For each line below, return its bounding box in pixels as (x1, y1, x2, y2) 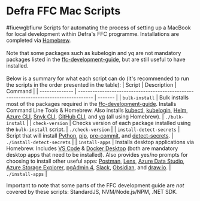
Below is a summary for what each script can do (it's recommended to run (6, 75, 190, 82)
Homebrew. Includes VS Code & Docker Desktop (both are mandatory (6, 145, 178, 152)
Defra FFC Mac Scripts (6, 4, 121, 18)
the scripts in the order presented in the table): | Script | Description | (6, 81, 177, 88)
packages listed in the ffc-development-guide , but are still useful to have (6, 56, 186, 63)
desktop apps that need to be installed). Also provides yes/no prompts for (6, 151, 189, 158)
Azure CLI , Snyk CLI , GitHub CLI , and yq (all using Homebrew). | (6, 112, 164, 120)
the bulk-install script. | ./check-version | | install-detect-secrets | (6, 126, 180, 133)
